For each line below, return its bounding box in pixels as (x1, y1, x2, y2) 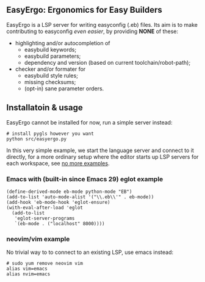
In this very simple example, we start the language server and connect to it (6, 146, 194, 154)
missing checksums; (24, 78, 76, 85)
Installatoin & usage (6, 103, 84, 113)
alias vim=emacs (6, 266, 48, 272)
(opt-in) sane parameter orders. (24, 85, 104, 92)
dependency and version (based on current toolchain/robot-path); (24, 59, 191, 66)
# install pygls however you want (6, 131, 95, 137)
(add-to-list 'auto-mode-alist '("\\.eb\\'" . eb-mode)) (6, 193, 154, 200)
